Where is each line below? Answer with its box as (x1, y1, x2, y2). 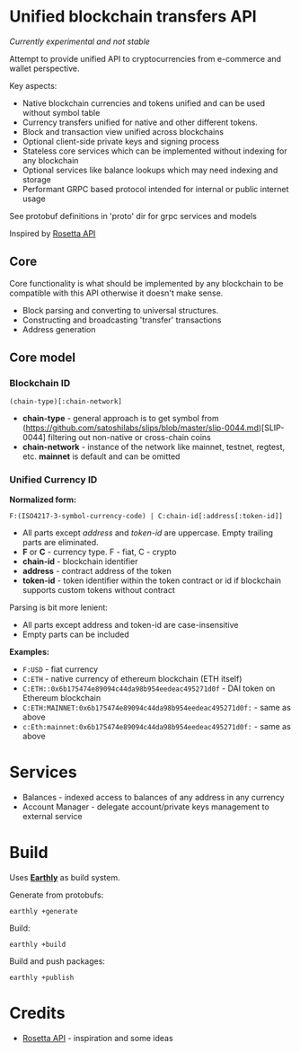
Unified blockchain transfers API (9, 6, 258, 27)
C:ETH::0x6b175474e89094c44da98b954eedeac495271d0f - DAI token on (22, 683, 276, 694)
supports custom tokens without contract (22, 584, 175, 595)
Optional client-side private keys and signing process (22, 136, 220, 146)
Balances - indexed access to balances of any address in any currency (22, 791, 285, 802)
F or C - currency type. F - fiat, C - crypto (22, 546, 177, 557)
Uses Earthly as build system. (9, 871, 120, 882)
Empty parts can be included (22, 629, 130, 640)
